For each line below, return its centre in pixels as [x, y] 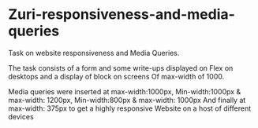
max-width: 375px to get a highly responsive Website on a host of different [130, 108]
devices [21, 116]
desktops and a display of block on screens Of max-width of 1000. [116, 76]
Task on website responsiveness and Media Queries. [94, 53]
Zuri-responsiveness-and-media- [122, 15]
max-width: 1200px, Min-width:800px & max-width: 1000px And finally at [127, 100]
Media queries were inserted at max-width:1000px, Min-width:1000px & [125, 91]
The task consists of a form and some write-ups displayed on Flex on [121, 68]
